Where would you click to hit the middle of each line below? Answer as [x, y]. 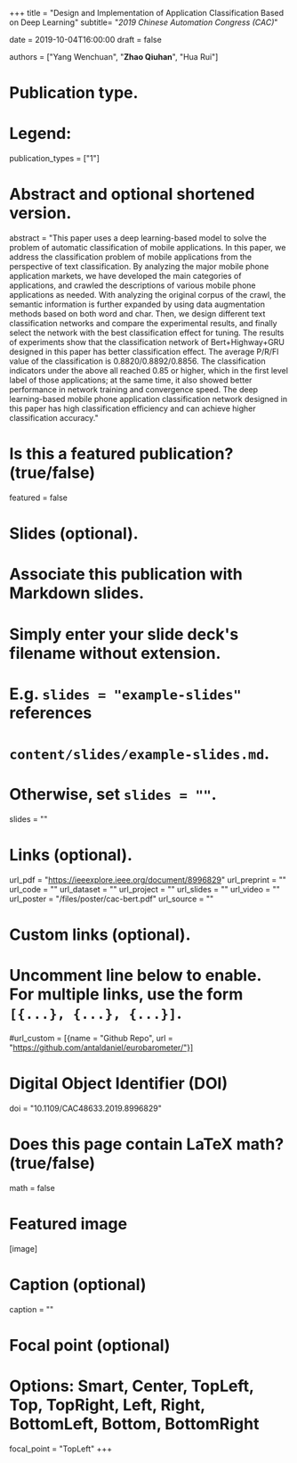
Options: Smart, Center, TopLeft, [132, 1386]
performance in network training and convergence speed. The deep [134, 390]
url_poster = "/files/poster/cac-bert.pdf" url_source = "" [112, 899]
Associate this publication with [126, 575]
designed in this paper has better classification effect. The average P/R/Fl [144, 352]
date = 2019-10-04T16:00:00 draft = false [85, 40]
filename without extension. [115, 653]
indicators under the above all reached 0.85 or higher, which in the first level [149, 371]
